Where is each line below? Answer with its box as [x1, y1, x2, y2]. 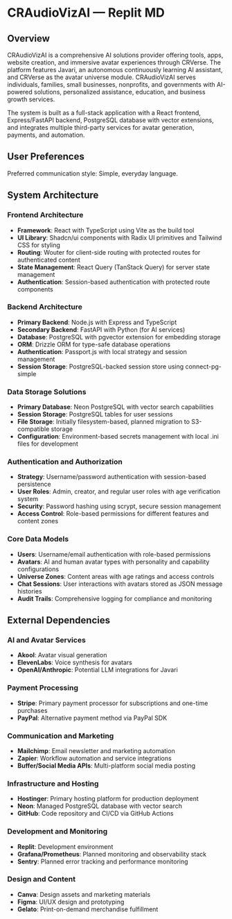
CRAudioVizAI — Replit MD [7, 5, 165, 21]
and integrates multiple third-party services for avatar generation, [7, 124, 195, 131]
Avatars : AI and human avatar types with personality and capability [17, 557, 210, 566]
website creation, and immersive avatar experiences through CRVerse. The [7, 58, 222, 67]
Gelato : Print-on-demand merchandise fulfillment [17, 904, 159, 913]
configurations [17, 564, 60, 573]
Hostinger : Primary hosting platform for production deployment [17, 795, 199, 803]
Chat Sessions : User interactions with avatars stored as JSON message [17, 580, 223, 588]
